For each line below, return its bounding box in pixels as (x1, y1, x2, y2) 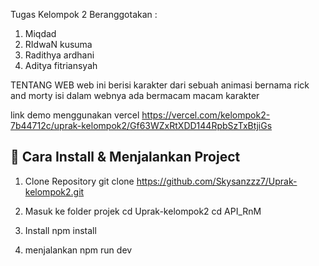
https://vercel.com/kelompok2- (141, 109, 271, 121)
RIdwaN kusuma (24, 39, 93, 50)
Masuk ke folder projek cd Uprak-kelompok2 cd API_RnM (24, 205, 262, 217)
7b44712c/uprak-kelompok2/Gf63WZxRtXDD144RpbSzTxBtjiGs (10, 120, 273, 131)
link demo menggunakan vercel (10, 109, 140, 121)
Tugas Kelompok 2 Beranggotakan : (10, 9, 158, 20)
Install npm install (24, 224, 97, 236)
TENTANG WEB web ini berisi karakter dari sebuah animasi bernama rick (10, 79, 310, 91)
